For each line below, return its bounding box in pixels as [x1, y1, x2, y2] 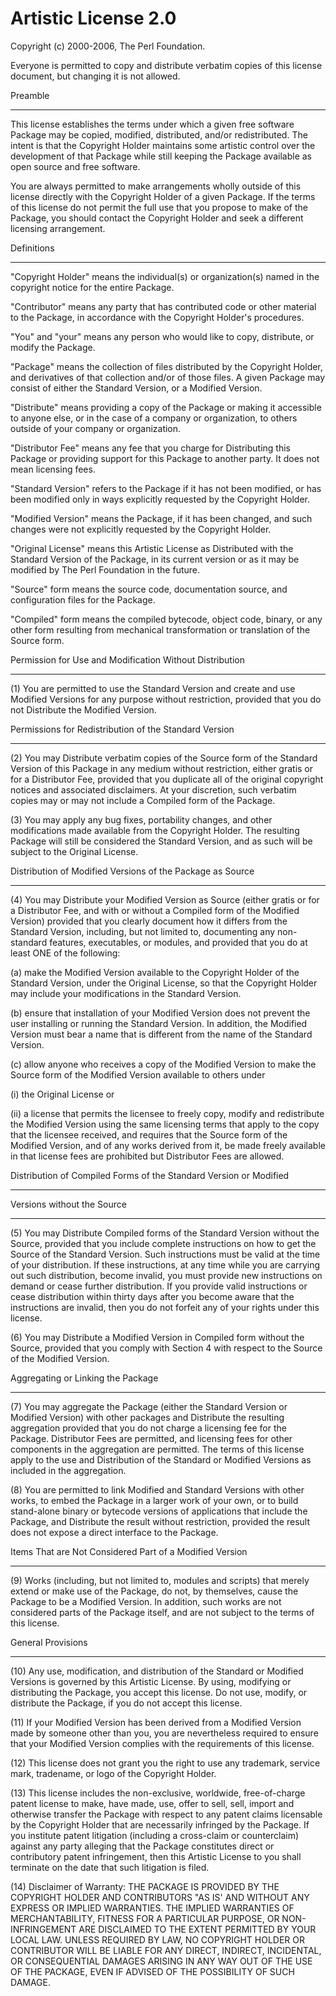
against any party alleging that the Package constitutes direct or [10, 1840, 275, 1852]
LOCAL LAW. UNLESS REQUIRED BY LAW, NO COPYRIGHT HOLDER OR [10, 1933, 306, 1946]
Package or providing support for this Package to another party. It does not [10, 452, 320, 464]
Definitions [10, 242, 55, 254]
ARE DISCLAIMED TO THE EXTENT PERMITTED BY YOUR [78, 1923, 317, 1935]
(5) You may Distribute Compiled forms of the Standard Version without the [10, 1227, 320, 1239]
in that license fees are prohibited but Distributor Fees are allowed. [10, 1150, 285, 1162]
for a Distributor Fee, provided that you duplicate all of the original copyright [10, 773, 324, 785]
